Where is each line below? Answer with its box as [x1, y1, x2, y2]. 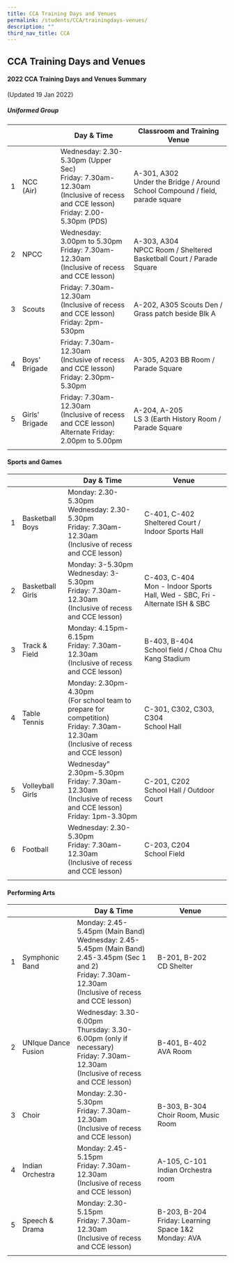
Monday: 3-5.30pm [68, 560, 134, 569]
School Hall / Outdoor [143, 786, 214, 795]
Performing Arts [7, 888, 56, 896]
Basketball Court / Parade [133, 254, 218, 263]
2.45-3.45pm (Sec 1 [77, 953, 147, 963]
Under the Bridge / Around [133, 177, 221, 187]
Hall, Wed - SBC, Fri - [143, 590, 217, 600]
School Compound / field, [133, 185, 217, 195]
